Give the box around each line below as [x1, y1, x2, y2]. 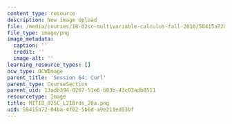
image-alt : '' [13, 55, 54, 62]
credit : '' [13, 49, 45, 56]
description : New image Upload [7, 17, 97, 23]
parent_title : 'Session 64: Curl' [7, 74, 107, 81]
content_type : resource [7, 10, 76, 17]
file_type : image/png [7, 29, 70, 37]
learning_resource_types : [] [7, 61, 91, 68]
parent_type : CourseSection [7, 81, 88, 87]
